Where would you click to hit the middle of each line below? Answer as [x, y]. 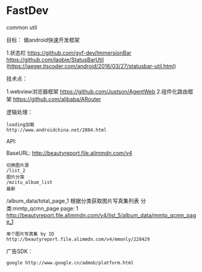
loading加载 [20, 124]
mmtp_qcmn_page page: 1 [46, 208]
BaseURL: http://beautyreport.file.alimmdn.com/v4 [69, 153]
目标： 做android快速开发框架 [43, 39]
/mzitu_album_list [29, 182]
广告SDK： [20, 251]
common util [22, 27]
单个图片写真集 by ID [30, 234]
